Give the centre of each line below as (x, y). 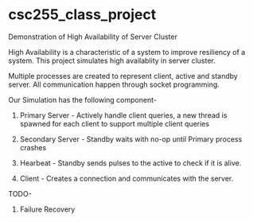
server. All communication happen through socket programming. (114, 84)
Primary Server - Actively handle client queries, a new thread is (123, 115)
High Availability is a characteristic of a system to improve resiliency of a (127, 52)
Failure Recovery (47, 209)
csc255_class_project (82, 15)
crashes (33, 147)
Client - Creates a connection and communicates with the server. (127, 178)
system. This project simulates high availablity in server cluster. (112, 60)
